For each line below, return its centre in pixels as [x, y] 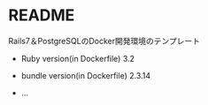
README [42, 15]
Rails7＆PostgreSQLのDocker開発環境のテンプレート [104, 41]
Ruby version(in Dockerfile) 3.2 [77, 58]
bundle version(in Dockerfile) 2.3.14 [86, 75]
